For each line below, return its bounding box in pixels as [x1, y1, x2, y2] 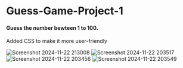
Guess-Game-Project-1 [6, 4, 123, 18]
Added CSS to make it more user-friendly [6, 38, 107, 45]
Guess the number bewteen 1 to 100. [6, 24, 98, 31]
